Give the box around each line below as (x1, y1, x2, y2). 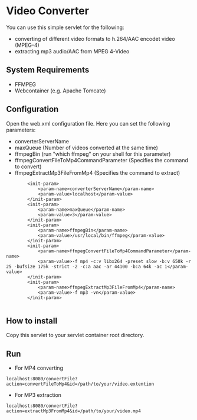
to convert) (14, 163, 42, 170)
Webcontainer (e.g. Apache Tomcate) (14, 87, 106, 94)
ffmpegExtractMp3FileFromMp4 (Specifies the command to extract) (14, 169, 180, 176)
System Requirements (6, 65, 90, 75)
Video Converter (6, 4, 90, 18)
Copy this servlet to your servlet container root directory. (6, 332, 145, 339)
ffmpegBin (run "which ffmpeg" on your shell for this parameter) (14, 150, 171, 158)
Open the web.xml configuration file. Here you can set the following (6, 120, 170, 127)
